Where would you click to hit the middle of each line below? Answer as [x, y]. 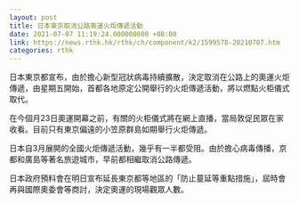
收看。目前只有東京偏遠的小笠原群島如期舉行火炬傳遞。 [110, 129]
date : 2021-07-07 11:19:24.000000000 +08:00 [93, 34]
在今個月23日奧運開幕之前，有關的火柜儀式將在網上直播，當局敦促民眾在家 [147, 118]
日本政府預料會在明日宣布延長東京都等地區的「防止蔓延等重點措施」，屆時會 [148, 178]
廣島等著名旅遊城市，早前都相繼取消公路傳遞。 [110, 159]
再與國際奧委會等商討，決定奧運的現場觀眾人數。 [99, 190]
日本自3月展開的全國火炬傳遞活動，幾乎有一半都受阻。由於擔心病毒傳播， [144, 149]
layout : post [33, 17]
